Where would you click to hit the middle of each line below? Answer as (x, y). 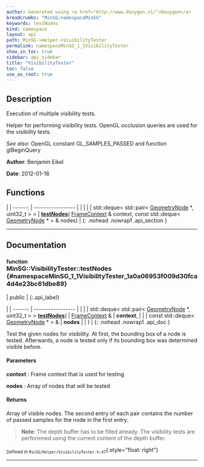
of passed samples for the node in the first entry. (67, 420)
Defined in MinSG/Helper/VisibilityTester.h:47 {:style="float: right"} (82, 450)
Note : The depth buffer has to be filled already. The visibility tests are (108, 431)
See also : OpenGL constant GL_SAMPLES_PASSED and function (87, 144)
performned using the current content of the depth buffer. (93, 438)
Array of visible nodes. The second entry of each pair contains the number (100, 413)
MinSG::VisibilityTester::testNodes (59, 269)
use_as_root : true (29, 74)
